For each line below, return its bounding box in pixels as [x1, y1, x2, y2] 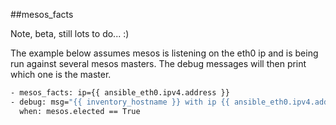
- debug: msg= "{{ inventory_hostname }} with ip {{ [10, 97, 230, 107]
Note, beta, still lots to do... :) [10, 28, 130, 39]
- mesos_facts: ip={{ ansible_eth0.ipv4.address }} [10, 88, 230, 98]
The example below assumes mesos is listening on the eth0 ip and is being [10, 47, 319, 59]
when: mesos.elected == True [19, 106, 141, 116]
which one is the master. [10, 69, 112, 80]
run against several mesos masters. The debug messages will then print [10, 58, 307, 69]
